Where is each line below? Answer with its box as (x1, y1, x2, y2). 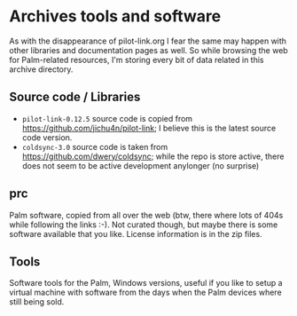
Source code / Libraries (9, 90, 141, 105)
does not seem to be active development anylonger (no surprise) (21, 160, 260, 170)
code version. (21, 131, 73, 143)
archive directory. (9, 64, 74, 75)
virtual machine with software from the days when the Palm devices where (9, 287, 282, 298)
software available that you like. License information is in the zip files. (9, 228, 263, 239)
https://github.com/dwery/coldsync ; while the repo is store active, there (21, 151, 285, 162)
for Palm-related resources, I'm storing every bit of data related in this (9, 54, 264, 65)
